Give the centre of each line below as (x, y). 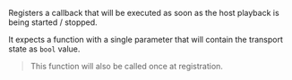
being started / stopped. (53, 22)
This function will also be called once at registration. (126, 66)
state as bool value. (44, 49)
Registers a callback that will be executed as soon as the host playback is (144, 13)
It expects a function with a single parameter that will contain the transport (146, 40)
